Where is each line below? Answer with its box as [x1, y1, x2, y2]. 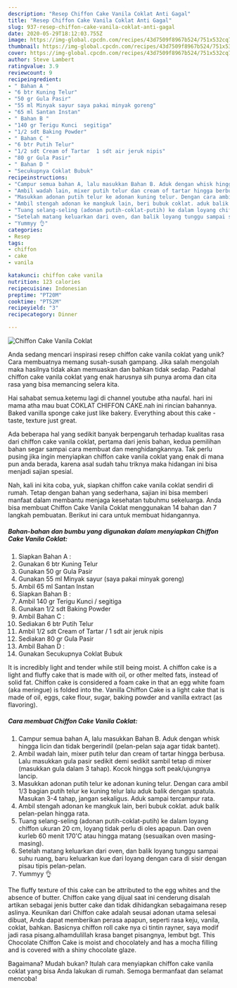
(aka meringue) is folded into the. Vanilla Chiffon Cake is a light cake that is [8, 685, 225, 694]
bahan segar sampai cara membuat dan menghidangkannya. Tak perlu [8, 445, 213, 453]
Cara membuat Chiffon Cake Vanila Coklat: [8, 716, 138, 725]
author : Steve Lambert [8, 56, 75, 63]
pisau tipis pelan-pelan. [18, 861, 87, 870]
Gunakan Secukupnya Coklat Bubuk [18, 649, 123, 658]
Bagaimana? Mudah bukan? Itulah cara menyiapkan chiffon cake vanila [8, 959, 214, 968]
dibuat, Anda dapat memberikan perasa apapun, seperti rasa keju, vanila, [8, 915, 220, 924]
